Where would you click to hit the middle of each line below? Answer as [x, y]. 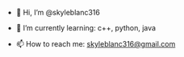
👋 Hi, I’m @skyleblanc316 [58, 12]
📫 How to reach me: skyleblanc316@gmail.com [96, 44]
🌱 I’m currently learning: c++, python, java [86, 28]
